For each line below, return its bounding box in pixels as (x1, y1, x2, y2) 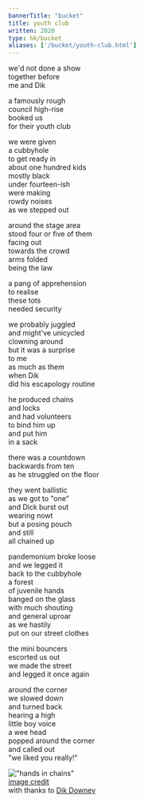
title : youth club (8, 19, 69, 27)
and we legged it (8, 560, 64, 570)
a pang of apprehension (8, 279, 88, 288)
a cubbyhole (8, 146, 49, 155)
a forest (8, 577, 34, 587)
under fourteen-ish (8, 179, 70, 189)
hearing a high (8, 710, 56, 721)
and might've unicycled (8, 328, 85, 338)
